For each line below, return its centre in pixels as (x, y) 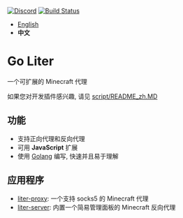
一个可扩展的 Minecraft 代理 (47, 81)
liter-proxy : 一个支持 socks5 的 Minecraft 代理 (83, 198)
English (28, 24)
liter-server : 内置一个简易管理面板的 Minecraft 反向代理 (96, 207)
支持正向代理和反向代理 (51, 138)
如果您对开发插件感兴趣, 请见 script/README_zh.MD (82, 96)
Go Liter (31, 61)
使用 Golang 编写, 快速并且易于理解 (68, 156)
